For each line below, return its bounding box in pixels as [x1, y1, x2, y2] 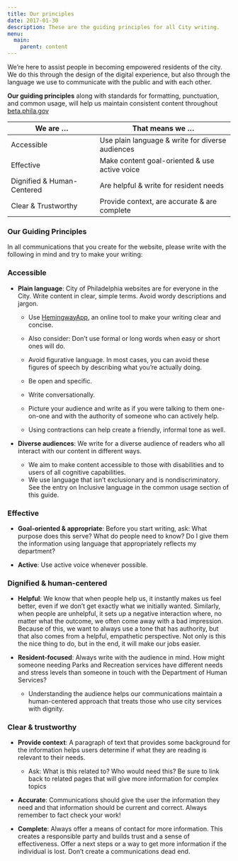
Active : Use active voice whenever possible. [17, 561, 148, 569]
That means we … [132, 123, 195, 133]
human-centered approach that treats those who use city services [28, 697, 222, 706]
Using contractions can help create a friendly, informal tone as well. [28, 425, 226, 434]
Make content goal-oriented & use [99, 156, 215, 165]
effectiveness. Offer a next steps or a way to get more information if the [17, 840, 227, 848]
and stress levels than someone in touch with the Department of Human [17, 668, 228, 677]
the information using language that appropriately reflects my [17, 539, 197, 548]
